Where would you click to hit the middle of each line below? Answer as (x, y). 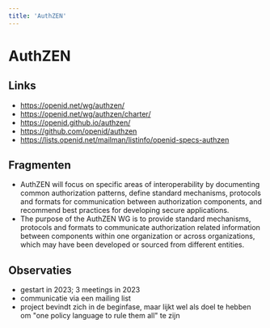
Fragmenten (40, 166)
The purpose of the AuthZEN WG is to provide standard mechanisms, (135, 219)
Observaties (40, 270)
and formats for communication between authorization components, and (141, 202)
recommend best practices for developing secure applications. (124, 211)
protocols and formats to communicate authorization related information (140, 228)
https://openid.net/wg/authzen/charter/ (85, 113)
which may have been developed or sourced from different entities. (132, 245)
